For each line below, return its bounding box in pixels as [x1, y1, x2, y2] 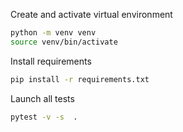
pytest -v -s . [10, 112, 78, 122]
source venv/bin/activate [10, 37, 118, 47]
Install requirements [10, 55, 92, 67]
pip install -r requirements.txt [10, 74, 150, 84]
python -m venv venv [10, 28, 97, 38]
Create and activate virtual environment [10, 9, 173, 20]
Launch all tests [10, 92, 75, 104]
